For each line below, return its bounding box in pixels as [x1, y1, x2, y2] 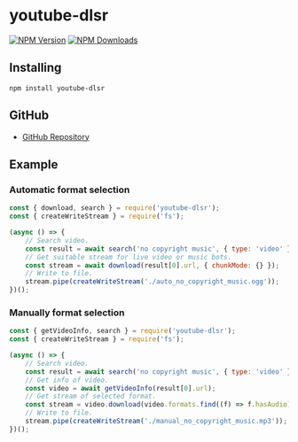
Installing [9, 60, 62, 75]
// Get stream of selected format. [25, 392, 157, 401]
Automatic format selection [9, 183, 130, 196]
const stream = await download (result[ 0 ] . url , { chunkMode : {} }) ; [25, 260, 279, 270]
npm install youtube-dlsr [9, 83, 105, 93]
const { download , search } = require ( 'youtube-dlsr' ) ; [9, 204, 220, 213]
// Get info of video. [25, 376, 109, 384]
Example [9, 157, 59, 172]
